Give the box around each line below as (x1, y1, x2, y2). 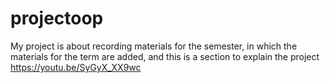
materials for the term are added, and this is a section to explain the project (10, 50, 320, 62)
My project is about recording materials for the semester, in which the (10, 40, 298, 52)
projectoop (10, 7, 104, 30)
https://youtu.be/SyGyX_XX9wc (10, 61, 142, 73)
